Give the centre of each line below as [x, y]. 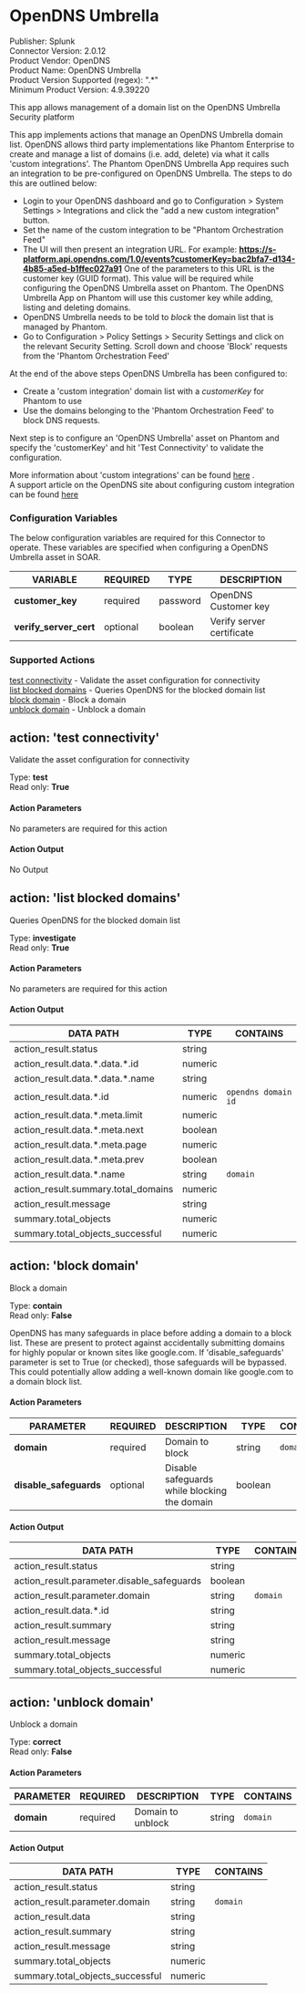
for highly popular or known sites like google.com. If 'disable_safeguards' [147, 1352]
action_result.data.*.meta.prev [79, 1159]
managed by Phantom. [65, 327]
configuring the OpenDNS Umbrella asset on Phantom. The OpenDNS [153, 287]
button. [36, 220]
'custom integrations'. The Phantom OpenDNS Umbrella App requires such [149, 163]
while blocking [196, 1490]
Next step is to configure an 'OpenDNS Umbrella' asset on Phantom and [144, 438]
